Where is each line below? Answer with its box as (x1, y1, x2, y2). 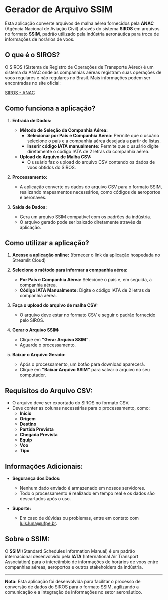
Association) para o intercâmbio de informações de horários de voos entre (5, 559, 159, 565)
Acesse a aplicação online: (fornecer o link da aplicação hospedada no (12, 252, 161, 258)
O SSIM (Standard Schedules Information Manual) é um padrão (5, 548, 135, 554)
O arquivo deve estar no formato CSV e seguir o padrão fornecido (19, 312, 156, 318)
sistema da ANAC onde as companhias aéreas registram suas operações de (5, 69, 162, 75)
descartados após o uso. (19, 496, 71, 501)
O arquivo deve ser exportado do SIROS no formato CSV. (12, 400, 130, 406)
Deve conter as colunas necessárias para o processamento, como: (12, 405, 150, 411)
